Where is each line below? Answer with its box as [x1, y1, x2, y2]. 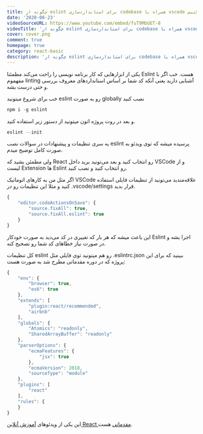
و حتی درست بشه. [7, 83, 49, 91]
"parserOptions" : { [17, 342, 67, 348]
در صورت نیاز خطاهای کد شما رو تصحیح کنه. [7, 240, 106, 247]
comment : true [7, 37, 43, 43]
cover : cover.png [7, 31, 51, 37]
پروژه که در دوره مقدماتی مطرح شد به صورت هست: [7, 258, 126, 265]
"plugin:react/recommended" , [28, 303, 102, 309]
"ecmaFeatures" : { [28, 348, 75, 354]
